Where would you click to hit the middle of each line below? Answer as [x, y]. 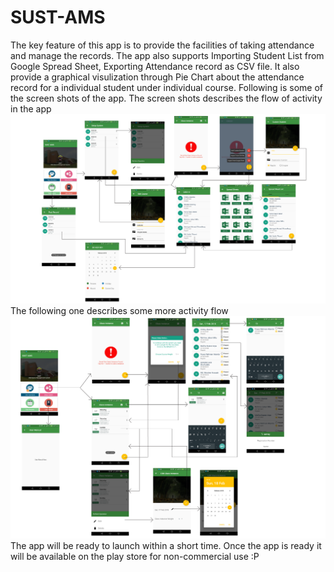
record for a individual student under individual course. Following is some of [167, 87]
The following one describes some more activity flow [119, 310]
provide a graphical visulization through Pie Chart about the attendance [157, 77]
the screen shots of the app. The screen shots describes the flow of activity [166, 98]
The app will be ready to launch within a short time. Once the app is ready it [166, 546]
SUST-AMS [58, 17]
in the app [31, 108]
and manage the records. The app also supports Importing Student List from [167, 55]
